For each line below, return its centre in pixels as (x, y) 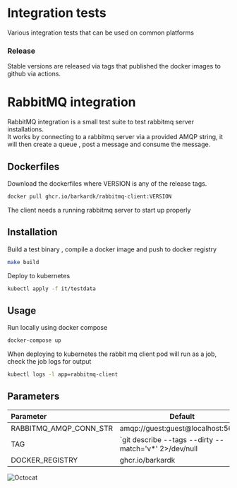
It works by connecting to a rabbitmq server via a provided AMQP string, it (115, 137)
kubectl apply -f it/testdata (52, 288)
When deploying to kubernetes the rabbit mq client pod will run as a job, (112, 354)
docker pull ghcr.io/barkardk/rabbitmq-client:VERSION (90, 196)
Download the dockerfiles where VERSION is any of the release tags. (107, 183)
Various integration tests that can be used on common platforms (101, 32)
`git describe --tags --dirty (166, 439)
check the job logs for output (49, 362)
